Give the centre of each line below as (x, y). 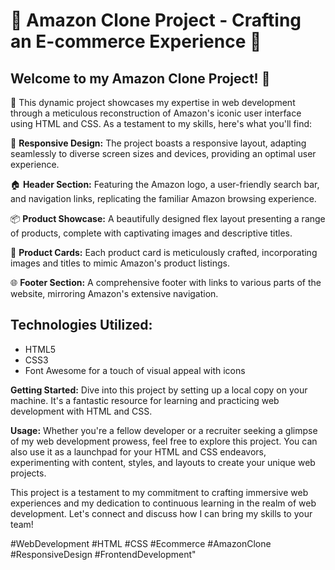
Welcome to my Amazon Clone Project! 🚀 (140, 78)
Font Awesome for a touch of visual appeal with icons (135, 370)
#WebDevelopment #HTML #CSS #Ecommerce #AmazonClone (141, 543)
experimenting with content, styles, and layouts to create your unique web (163, 462)
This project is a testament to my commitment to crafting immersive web (159, 492)
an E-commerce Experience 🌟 (136, 41)
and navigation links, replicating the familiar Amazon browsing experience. (163, 198)
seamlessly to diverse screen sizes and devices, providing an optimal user (163, 153)
